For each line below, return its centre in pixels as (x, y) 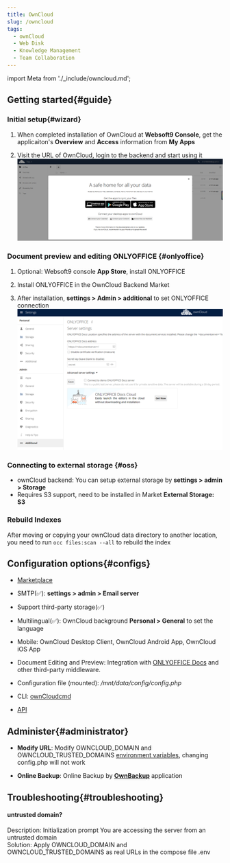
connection (33, 305)
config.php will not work (51, 763)
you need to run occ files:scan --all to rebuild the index (89, 542)
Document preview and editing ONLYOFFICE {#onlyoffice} (106, 256)
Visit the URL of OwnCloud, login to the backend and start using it (110, 155)
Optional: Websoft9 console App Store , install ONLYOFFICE (101, 271)
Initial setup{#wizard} (44, 119)
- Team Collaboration (44, 58)
